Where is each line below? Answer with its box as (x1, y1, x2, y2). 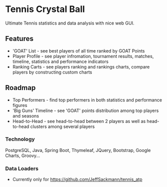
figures (12, 102, 28, 108)
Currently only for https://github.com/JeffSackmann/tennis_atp (12, 176, 143, 182)
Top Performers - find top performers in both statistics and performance (12, 96, 162, 103)
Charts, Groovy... (5, 152, 40, 158)
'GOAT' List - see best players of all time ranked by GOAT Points (12, 47, 145, 53)
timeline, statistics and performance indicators (12, 58, 109, 64)
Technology (5, 136, 35, 143)
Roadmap (5, 83, 36, 92)
